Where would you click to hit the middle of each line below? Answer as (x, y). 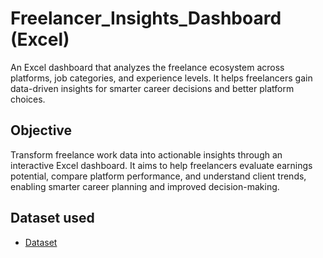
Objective (41, 130)
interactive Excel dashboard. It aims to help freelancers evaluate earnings (161, 165)
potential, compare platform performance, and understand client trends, (158, 176)
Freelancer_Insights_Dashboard (146, 18)
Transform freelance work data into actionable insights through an (146, 154)
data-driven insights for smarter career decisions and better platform (152, 88)
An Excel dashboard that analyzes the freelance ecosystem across (147, 67)
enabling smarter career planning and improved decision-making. (145, 186)
